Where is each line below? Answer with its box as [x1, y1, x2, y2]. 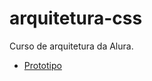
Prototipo [23, 59, 62, 71]
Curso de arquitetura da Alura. [9, 40, 134, 52]
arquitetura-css [9, 7, 143, 30]
